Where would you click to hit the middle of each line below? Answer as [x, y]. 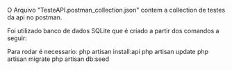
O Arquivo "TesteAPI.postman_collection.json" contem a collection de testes [116, 10]
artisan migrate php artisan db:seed [58, 59]
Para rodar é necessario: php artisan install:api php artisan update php [108, 52]
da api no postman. [35, 17]
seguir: [17, 38]
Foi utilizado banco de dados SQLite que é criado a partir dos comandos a [113, 31]
